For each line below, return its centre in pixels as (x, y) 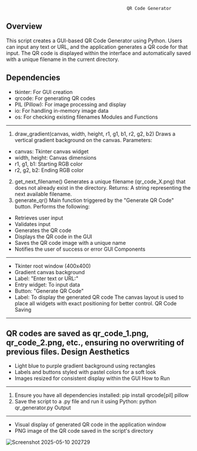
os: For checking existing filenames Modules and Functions (86, 117)
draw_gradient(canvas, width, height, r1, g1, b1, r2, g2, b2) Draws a (95, 134)
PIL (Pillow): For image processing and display (70, 104)
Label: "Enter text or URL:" (46, 278)
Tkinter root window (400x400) (52, 266)
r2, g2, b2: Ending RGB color (49, 170)
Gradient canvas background (50, 272)
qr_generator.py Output (43, 408)
